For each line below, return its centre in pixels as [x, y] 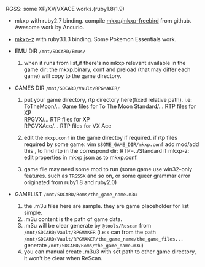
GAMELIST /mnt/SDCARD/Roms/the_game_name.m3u [76, 194]
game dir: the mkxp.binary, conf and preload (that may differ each [107, 69]
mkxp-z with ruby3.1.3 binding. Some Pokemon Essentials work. [95, 39]
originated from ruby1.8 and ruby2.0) [70, 182]
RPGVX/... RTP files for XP [57, 119]
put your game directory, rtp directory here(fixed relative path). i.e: [108, 100]
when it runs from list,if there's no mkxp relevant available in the [105, 63]
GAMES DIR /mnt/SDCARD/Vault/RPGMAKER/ [67, 88]
